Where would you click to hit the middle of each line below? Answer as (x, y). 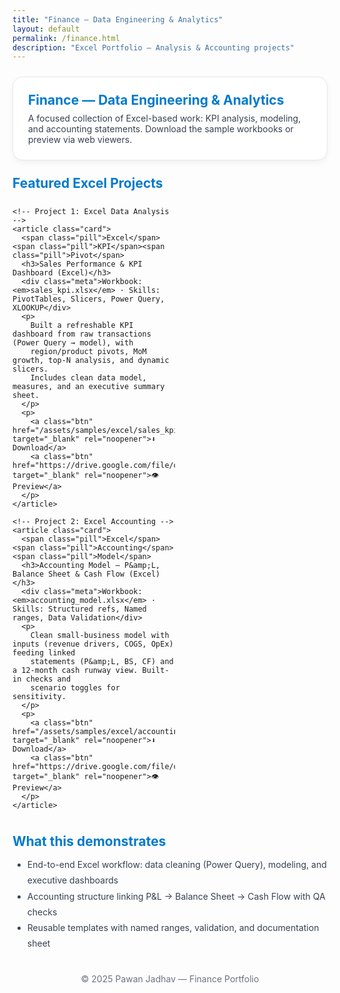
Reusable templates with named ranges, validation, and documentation (173, 927)
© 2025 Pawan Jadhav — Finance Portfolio (170, 979)
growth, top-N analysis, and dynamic (91, 361)
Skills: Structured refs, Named (79, 609)
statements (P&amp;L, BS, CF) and (102, 662)
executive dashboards (72, 880)
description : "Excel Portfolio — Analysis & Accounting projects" (153, 47)
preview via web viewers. (80, 140)
